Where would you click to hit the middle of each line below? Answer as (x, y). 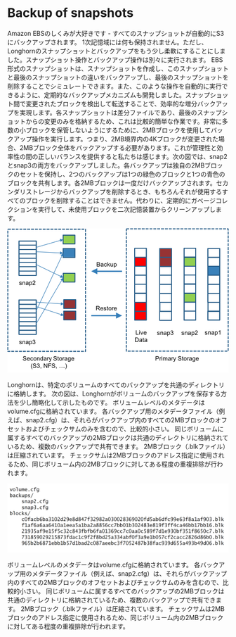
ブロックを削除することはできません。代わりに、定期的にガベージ (121, 200)
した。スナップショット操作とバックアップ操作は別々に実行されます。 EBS (115, 59)
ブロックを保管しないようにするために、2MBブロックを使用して (118, 130)
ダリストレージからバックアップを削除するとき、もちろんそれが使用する (118, 191)
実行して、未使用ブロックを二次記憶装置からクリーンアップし (127, 209)
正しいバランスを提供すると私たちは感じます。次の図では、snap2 (132, 156)
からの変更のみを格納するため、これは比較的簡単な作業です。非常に (124, 121)
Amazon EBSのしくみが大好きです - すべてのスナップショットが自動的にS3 (116, 33)
